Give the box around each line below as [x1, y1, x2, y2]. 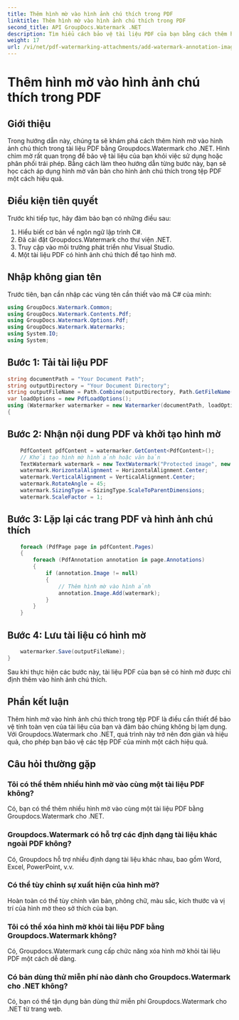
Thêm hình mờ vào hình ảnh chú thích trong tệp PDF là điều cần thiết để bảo [7, 714, 231, 723]
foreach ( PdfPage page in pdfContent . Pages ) [20, 543, 154, 551]
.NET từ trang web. [7, 1005, 63, 1014]
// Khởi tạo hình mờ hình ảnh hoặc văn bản [20, 454, 161, 461]
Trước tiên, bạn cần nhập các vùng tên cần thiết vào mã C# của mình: [7, 290, 212, 298]
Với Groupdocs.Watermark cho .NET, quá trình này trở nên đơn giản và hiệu [7, 729, 228, 738]
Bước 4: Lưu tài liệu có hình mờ [7, 629, 147, 641]
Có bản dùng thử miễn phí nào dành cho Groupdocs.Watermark [7, 972, 231, 982]
